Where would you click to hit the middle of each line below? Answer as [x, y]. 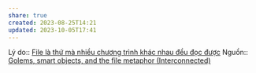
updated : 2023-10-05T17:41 [52, 30]
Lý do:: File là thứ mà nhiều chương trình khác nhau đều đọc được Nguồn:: [128, 53]
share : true [28, 15]
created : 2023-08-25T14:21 [52, 23]
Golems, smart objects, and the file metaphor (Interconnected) [109, 60]
